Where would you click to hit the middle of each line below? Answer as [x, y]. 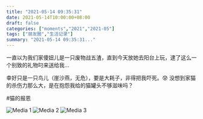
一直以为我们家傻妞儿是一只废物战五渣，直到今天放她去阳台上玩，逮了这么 [99, 57]
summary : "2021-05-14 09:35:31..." [51, 40]
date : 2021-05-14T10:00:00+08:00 [48, 17]
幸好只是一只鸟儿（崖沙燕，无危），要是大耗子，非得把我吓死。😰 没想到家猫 [101, 78]
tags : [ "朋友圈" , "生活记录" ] [40, 34]
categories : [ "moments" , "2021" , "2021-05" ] [60, 29]
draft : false [23, 23]
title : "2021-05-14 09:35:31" [44, 12]
